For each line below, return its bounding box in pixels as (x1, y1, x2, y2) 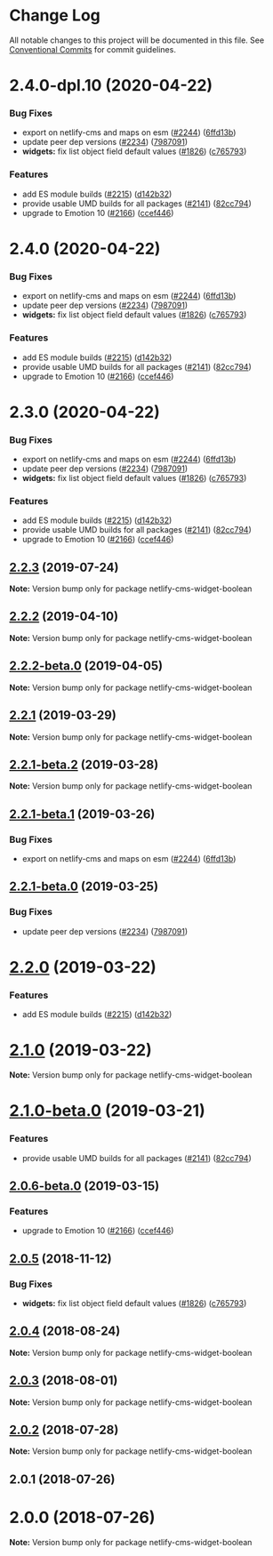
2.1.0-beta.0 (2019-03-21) (9, 1101, 206, 1121)
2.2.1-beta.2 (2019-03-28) (9, 757, 159, 772)
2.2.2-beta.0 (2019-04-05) (9, 659, 163, 674)
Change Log (9, 5, 100, 26)
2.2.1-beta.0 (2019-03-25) (9, 879, 158, 894)
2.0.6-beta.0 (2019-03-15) (9, 1179, 160, 1194)
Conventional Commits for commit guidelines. (9, 44, 176, 54)
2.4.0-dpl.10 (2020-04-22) (9, 76, 213, 96)
